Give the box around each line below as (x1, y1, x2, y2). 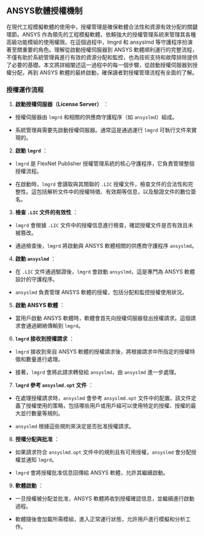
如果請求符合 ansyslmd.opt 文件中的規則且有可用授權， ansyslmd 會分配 (15, 448, 191, 456)
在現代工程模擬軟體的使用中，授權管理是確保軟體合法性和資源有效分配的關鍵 (6, 23, 198, 30)
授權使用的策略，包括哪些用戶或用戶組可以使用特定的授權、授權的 (25, 402, 191, 409)
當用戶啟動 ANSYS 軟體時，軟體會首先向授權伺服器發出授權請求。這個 (15, 314, 191, 322)
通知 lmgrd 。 (25, 456, 58, 464)
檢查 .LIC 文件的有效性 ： (15, 209, 79, 216)
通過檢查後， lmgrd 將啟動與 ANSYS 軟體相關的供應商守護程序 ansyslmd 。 (15, 242, 197, 250)
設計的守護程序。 (15, 276, 58, 283)
